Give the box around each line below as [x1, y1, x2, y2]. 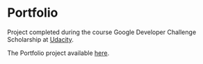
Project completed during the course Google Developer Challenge [7, 28, 197, 36]
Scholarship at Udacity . [7, 35, 74, 43]
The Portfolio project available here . [7, 49, 110, 57]
